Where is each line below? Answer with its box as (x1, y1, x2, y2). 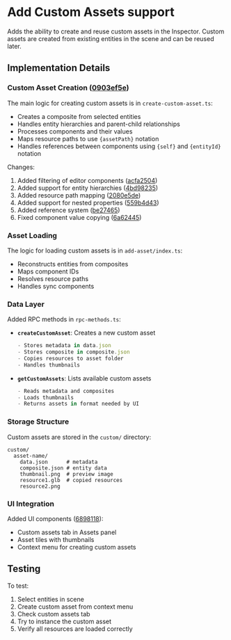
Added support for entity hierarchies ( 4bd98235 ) (17, 184, 159, 192)
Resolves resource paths (17, 274, 89, 282)
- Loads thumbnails (17, 394, 74, 401)
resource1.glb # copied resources (19, 477, 123, 483)
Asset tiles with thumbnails (17, 535, 95, 543)
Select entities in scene (17, 595, 85, 603)
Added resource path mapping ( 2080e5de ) (17, 191, 141, 199)
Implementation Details (7, 62, 111, 74)
